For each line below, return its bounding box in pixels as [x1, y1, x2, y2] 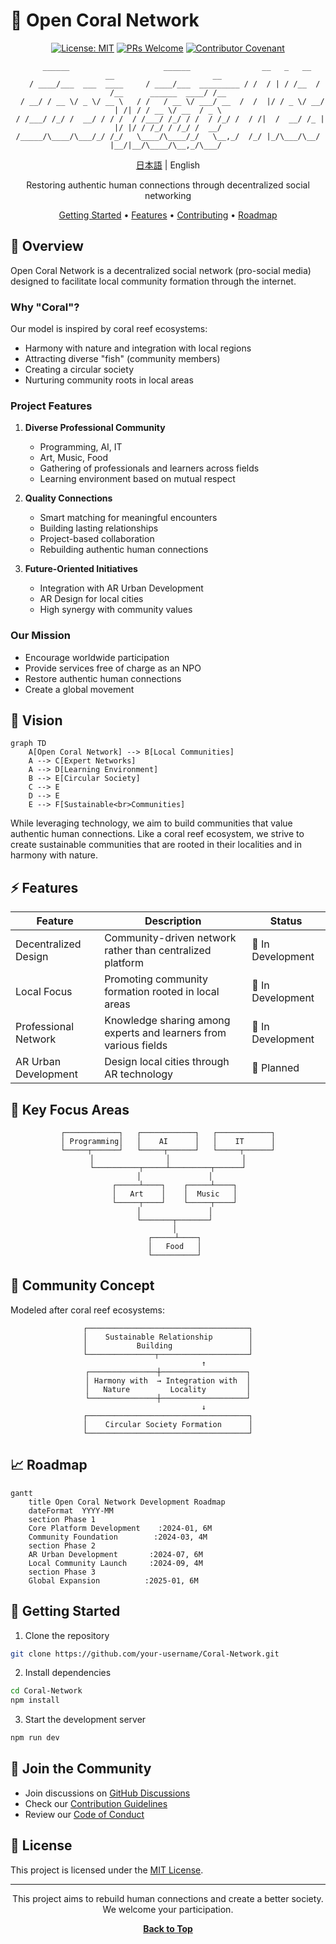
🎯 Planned [251, 1061, 300, 1075]
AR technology [104, 1067, 174, 1081]
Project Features [10, 399, 93, 413]
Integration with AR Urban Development [39, 582, 204, 594]
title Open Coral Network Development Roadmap [28, 1497, 226, 1507]
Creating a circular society [24, 364, 135, 376]
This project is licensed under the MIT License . [10, 1864, 204, 1876]
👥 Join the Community [10, 1760, 152, 1778]
